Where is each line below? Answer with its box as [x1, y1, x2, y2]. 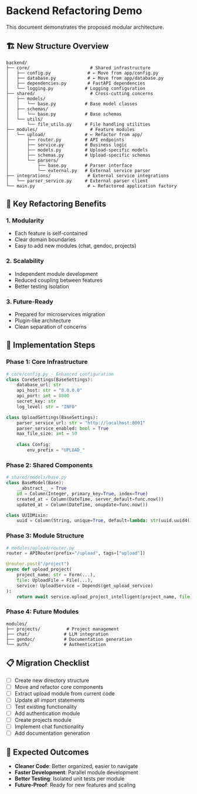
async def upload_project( [6, 566, 72, 573]
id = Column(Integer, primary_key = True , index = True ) [16, 491, 148, 496]
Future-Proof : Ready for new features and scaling [14, 781, 136, 788]
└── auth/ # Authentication [6, 641, 107, 647]
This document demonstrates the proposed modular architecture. [6, 23, 164, 31]
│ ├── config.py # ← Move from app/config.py [6, 70, 159, 76]
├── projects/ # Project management [6, 626, 119, 632]
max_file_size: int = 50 [16, 431, 77, 437]
